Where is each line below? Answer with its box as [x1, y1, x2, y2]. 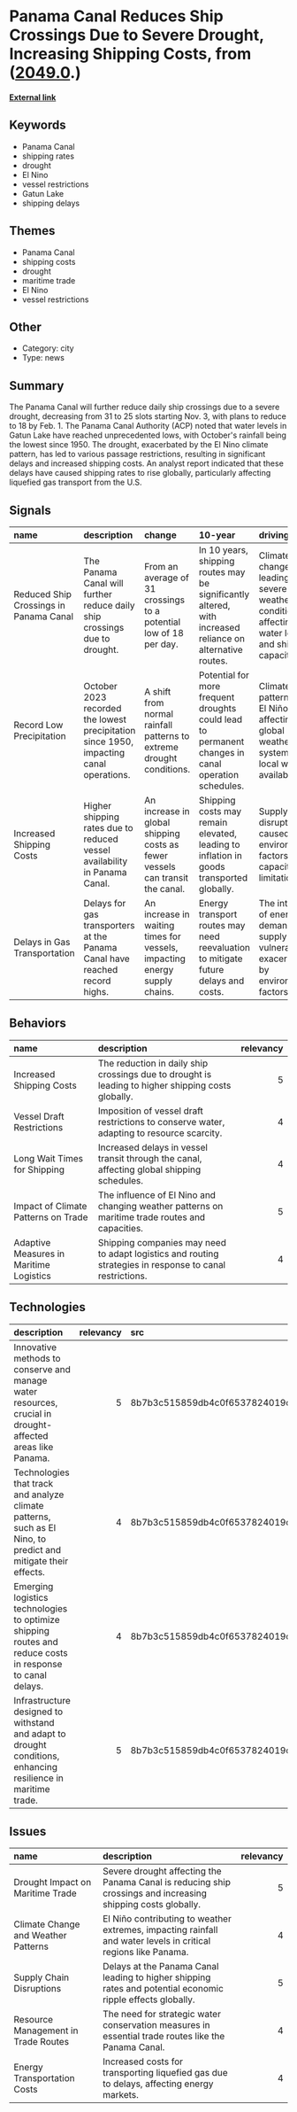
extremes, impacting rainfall [103, 1924, 218, 1937]
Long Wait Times [13, 1152, 84, 1164]
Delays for [83, 897, 126, 909]
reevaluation [198, 942, 250, 953]
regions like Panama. [103, 1946, 189, 1959]
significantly [198, 588, 250, 600]
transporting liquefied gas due [103, 2067, 228, 2079]
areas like [13, 1440, 54, 1453]
